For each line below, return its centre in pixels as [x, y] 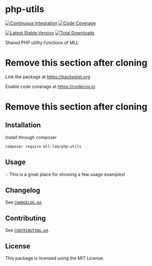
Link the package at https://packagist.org [47, 77]
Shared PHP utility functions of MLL [42, 42]
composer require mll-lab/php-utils [43, 147]
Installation [23, 125]
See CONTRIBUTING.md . [27, 230]
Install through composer [31, 137]
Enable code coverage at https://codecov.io [50, 86]
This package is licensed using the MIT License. [55, 258]
